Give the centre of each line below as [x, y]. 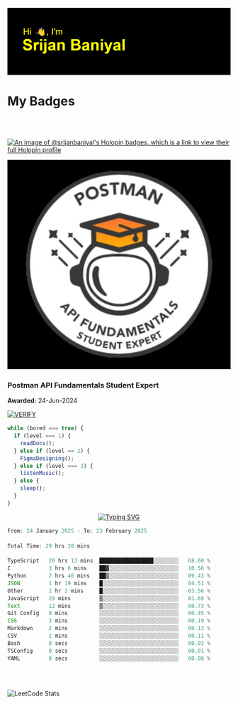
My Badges [41, 101]
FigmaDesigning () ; [47, 458]
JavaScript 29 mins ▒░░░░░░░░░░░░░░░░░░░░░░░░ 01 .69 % [109, 598]
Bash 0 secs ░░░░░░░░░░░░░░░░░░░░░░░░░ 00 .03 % [109, 643]
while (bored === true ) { [45, 428]
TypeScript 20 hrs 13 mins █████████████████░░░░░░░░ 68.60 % [109, 561]
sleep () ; [33, 489]
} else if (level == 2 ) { [52, 451]
